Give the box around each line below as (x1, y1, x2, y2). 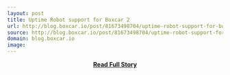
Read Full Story (92, 61, 138, 68)
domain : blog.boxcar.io (7, 35, 75, 42)
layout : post (7, 10, 44, 17)
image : (7, 42, 26, 48)
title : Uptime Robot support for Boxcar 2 (7, 16, 130, 23)
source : (7, 29, 29, 36)
